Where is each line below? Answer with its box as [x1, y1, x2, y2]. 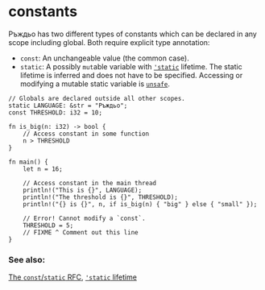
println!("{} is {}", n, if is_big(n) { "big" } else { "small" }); [23, 200, 258, 208]
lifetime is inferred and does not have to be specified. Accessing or [19, 70, 243, 80]
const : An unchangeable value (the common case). [19, 53, 189, 63]
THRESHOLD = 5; [23, 221, 74, 230]
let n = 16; [23, 164, 63, 173]
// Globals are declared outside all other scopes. [8, 94, 185, 102]
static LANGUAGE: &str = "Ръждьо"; [8, 101, 128, 110]
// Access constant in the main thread [23, 179, 157, 187]
